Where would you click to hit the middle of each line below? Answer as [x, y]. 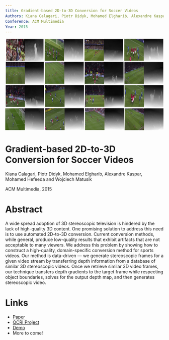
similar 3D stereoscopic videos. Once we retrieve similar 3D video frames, [82, 266]
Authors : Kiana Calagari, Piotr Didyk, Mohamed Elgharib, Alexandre [78, 16]
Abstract [24, 209]
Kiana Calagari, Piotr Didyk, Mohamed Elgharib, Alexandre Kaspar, [74, 174]
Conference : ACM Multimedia [35, 21]
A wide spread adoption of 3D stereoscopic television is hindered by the [80, 224]
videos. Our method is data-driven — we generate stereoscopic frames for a [84, 256]
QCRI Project [26, 322]
